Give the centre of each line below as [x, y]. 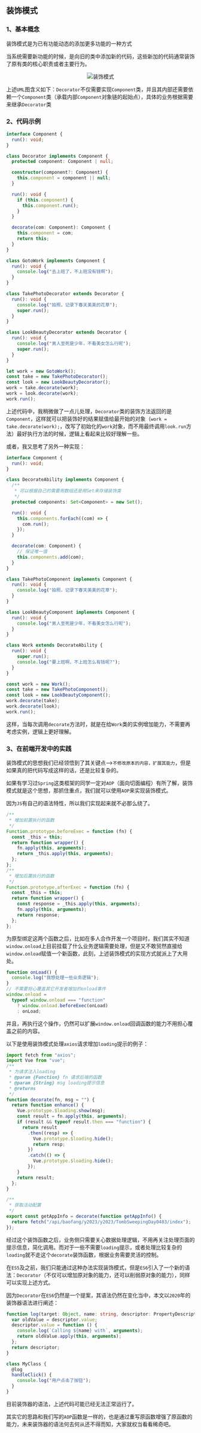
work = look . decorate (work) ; [42, 394]
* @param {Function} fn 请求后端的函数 [55, 1077]
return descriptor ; [36, 1347]
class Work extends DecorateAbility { [54, 645]
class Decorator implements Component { [57, 156]
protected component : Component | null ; [63, 162]
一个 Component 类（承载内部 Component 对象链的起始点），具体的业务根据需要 [102, 97]
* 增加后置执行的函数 [32, 876]
